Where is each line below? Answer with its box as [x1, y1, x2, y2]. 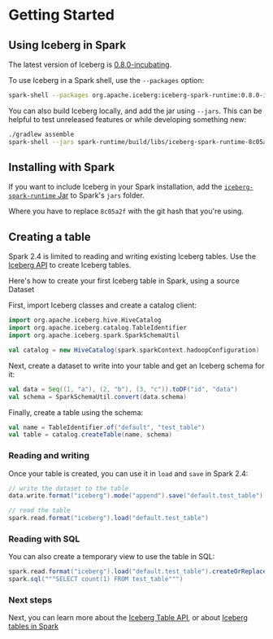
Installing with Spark [8, 160, 115, 174]
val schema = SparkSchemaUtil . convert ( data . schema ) [8, 392, 187, 400]
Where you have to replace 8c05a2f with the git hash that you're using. [8, 206, 244, 217]
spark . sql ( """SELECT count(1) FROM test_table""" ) [8, 576, 184, 584]
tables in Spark [8, 621, 59, 632]
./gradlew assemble [8, 130, 75, 138]
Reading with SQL [8, 533, 80, 545]
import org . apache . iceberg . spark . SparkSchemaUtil [8, 331, 180, 339]
